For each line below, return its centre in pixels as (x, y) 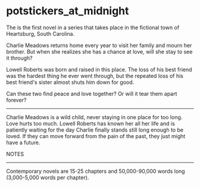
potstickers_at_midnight (68, 11)
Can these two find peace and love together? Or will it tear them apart (92, 93)
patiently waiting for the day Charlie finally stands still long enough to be (95, 130)
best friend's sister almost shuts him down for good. (70, 82)
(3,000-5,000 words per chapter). (48, 177)
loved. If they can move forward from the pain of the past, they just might (96, 136)
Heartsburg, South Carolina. (40, 33)
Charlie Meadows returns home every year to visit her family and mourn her (99, 45)
